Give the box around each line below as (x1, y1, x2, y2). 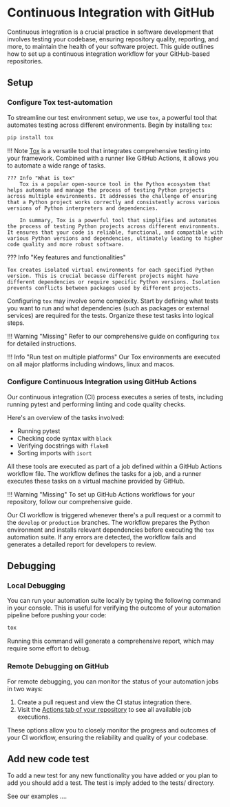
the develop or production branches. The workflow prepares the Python (7, 518, 210, 526)
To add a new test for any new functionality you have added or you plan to (7, 771, 218, 780)
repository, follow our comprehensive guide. (7, 497, 133, 506)
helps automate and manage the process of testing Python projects (7, 186, 205, 194)
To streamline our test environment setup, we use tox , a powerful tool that (7, 113, 218, 121)
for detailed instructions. (7, 339, 77, 348)
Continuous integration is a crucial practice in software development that (7, 28, 213, 36)
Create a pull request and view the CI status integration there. (17, 698, 192, 706)
